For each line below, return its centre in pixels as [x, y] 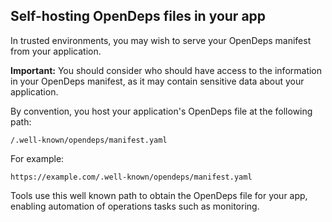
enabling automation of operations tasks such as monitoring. [135, 206]
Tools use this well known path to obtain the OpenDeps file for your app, [159, 195]
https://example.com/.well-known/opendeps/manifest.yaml [131, 177]
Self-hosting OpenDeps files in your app [138, 16]
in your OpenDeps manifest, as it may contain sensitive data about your [157, 81]
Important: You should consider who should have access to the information [166, 70]
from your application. [56, 51]
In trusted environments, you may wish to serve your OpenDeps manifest [161, 40]
